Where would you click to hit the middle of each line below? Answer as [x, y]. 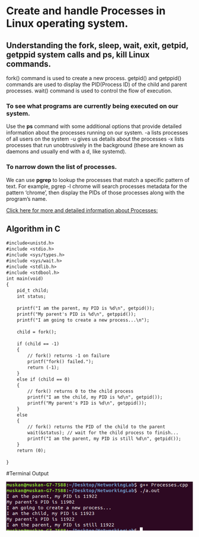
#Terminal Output [28, 474]
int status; [31, 297]
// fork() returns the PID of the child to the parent [97, 427]
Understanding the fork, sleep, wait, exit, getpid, [97, 45]
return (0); [31, 451]
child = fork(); [37, 332]
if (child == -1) [38, 344]
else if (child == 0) [43, 380]
